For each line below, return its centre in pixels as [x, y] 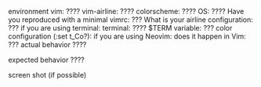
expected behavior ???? [46, 60]
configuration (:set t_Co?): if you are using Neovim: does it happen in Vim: [127, 36]
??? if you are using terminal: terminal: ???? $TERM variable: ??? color [120, 28]
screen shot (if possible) [47, 75]
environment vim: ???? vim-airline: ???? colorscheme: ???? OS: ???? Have [126, 11]
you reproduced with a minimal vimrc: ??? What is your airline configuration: [130, 20]
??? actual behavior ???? [47, 45]
